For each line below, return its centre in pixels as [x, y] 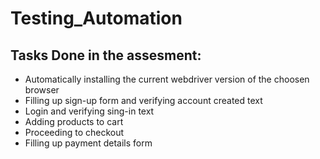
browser [42, 90]
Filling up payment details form [88, 143]
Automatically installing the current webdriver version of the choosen [167, 79]
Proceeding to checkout [74, 132]
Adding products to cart [74, 121]
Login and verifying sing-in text [89, 111]
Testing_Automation [96, 18]
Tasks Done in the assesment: [106, 55]
